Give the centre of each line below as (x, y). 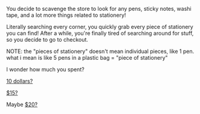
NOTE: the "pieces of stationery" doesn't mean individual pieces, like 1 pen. (100, 51)
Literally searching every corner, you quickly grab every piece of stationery (100, 27)
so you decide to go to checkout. (47, 40)
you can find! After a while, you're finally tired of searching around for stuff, (100, 33)
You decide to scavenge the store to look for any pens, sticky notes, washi (99, 9)
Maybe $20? (22, 104)
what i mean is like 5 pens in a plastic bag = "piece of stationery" (87, 58)
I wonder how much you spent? (45, 69)
